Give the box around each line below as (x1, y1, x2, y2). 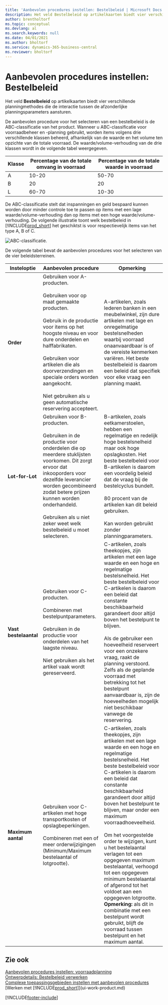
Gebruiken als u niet (42, 514, 90, 521)
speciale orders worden (42, 374, 98, 381)
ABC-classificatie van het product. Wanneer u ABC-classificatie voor (5, 124, 147, 130)
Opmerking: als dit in (104, 900, 153, 908)
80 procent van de (104, 495, 147, 502)
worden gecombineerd (42, 482, 96, 489)
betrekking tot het (104, 679, 146, 686)
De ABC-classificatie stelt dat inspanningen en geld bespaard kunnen (5, 202, 148, 208)
